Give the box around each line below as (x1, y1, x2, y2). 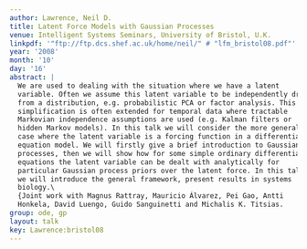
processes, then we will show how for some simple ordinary (17, 149, 251, 158)
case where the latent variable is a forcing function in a (17, 132, 251, 141)
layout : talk (9, 216, 59, 226)
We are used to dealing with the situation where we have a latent (17, 81, 281, 90)
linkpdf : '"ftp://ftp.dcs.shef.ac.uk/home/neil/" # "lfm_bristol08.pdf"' (9, 38, 297, 48)
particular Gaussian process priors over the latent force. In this (17, 166, 284, 175)
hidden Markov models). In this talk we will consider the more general (17, 124, 301, 133)
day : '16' (9, 65, 48, 74)
